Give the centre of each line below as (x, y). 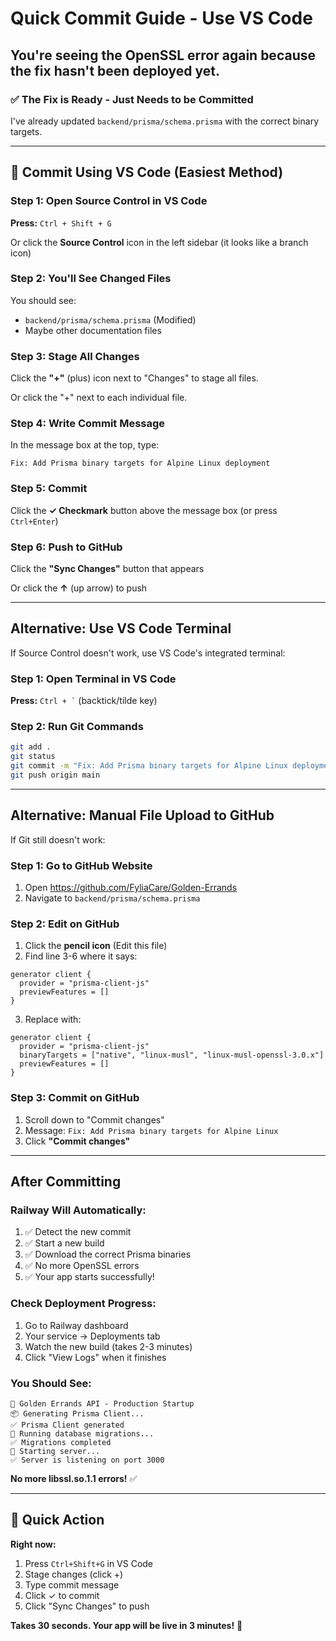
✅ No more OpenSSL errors (82, 1266)
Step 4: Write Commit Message (88, 424)
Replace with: (53, 1019)
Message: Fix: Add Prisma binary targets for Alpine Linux (151, 1130)
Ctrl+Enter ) (34, 521)
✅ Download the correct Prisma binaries (108, 1254)
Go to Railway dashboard (76, 1325)
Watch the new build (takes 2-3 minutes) (108, 1346)
